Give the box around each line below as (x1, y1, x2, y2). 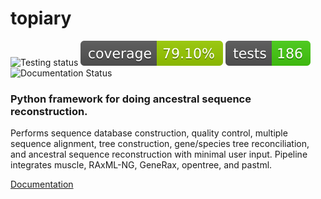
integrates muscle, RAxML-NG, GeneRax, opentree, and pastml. (10, 159, 273, 171)
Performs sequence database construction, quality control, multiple (10, 127, 288, 139)
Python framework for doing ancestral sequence (10, 92, 252, 106)
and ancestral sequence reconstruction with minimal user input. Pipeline (10, 148, 308, 161)
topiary (10, 7, 72, 30)
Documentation (10, 178, 74, 191)
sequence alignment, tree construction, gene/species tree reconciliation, (10, 138, 310, 150)
